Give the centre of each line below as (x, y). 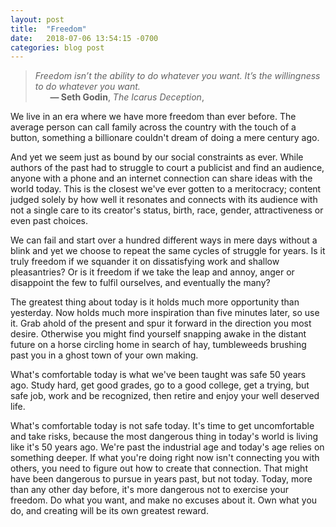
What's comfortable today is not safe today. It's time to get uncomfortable (162, 426)
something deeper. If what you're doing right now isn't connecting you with (165, 458)
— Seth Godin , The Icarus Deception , (127, 97)
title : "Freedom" (48, 29)
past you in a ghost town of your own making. (104, 355)
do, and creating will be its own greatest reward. (109, 511)
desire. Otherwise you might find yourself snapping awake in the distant (158, 334)
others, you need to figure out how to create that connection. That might (159, 468)
